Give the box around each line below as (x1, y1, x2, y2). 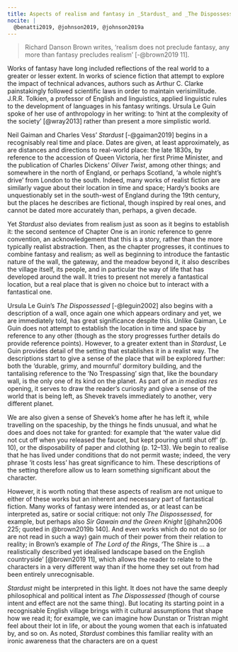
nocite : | (7, 17, 37, 24)
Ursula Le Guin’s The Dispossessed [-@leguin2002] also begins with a (7, 302, 213, 310)
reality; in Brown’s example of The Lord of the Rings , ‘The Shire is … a (7, 540, 210, 548)
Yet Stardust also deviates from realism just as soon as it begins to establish (7, 220, 229, 228)
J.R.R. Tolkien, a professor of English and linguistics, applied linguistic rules (7, 94, 227, 103)
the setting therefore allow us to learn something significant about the (7, 466, 211, 475)
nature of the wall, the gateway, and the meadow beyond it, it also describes (7, 258, 230, 266)
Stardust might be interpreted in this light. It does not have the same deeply (7, 584, 228, 592)
